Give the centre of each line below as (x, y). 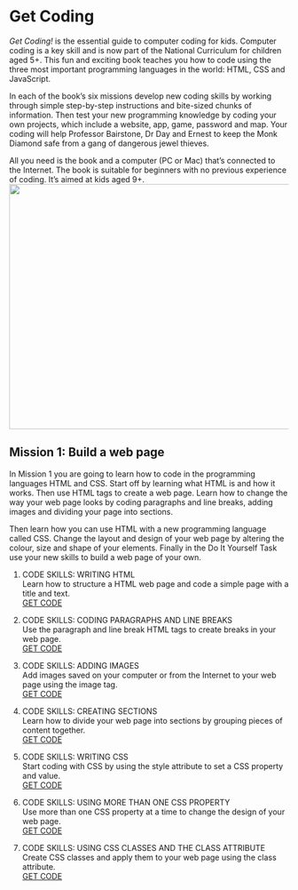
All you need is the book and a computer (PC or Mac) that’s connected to (142, 160)
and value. (41, 775)
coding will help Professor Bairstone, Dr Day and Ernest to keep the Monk (143, 133)
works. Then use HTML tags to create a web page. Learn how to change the (149, 493)
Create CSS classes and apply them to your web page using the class (149, 857)
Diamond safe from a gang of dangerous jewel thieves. (110, 143)
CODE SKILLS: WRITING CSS (75, 757)
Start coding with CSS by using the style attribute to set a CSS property (153, 766)
